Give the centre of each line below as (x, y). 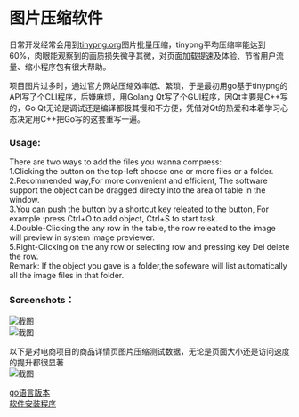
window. (24, 200)
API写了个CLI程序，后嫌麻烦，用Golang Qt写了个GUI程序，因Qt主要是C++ (145, 96)
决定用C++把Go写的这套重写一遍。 (81, 119)
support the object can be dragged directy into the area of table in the (137, 190)
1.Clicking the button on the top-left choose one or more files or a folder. (141, 172)
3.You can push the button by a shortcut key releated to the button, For (139, 209)
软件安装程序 (32, 403)
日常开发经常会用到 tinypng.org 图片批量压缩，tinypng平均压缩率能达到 (137, 44)
